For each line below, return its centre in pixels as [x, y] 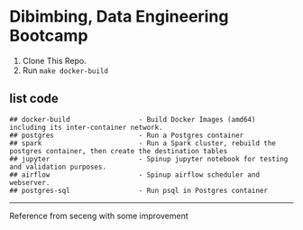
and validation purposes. [58, 167]
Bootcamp [49, 36]
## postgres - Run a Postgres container [127, 135]
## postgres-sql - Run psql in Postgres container [139, 190]
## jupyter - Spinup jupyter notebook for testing [149, 159]
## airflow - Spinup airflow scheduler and [134, 175]
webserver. [30, 182]
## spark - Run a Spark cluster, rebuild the [143, 143]
